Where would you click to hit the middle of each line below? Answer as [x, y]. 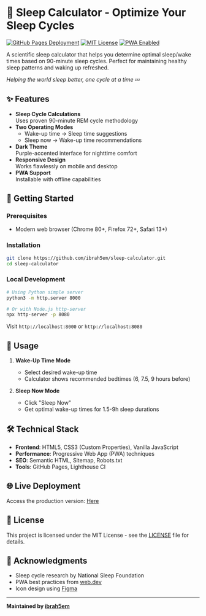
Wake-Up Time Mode [43, 361]
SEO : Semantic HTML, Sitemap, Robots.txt [69, 460]
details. [16, 541]
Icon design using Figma [46, 588]
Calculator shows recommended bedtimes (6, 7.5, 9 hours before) [107, 379]
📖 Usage [22, 345]
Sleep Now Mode [37, 391]
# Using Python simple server [45, 292]
